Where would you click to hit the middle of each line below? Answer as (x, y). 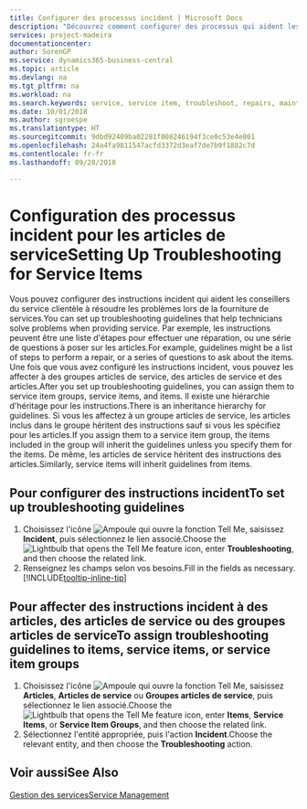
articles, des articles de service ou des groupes (148, 621)
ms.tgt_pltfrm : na (44, 86)
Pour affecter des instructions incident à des (139, 607)
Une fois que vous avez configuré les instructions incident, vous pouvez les (152, 367)
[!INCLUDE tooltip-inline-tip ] (74, 578)
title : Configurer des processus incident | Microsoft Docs (127, 18)
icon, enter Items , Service (234, 715)
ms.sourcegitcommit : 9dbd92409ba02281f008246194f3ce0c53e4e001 (132, 137)
